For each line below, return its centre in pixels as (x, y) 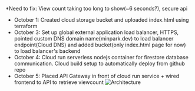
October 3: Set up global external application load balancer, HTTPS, (96, 32)
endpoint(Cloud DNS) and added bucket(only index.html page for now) (100, 45)
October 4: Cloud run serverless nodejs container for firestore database (101, 57)
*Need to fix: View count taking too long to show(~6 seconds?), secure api (97, 9)
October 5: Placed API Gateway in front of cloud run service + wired (97, 76)
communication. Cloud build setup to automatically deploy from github (99, 63)
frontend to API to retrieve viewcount (59, 82)
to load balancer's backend (47, 51)
